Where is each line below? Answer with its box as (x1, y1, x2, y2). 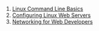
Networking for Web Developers (12, 18, 93, 25)
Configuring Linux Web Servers (12, 12, 91, 19)
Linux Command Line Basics (12, 5, 83, 12)
